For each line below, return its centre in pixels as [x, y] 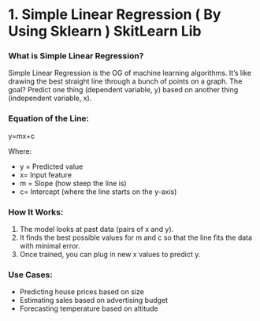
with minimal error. [50, 246]
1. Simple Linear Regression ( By [115, 15]
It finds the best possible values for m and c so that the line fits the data [136, 237]
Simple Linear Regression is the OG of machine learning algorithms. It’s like [130, 73]
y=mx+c [22, 136]
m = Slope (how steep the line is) [73, 183]
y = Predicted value [51, 166]
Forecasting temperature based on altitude [89, 308]
